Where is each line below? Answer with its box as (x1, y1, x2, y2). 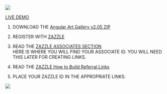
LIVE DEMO (5, 14, 29, 20)
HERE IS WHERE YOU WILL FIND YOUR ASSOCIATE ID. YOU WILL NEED (12, 49, 162, 55)
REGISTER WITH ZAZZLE (12, 34, 65, 40)
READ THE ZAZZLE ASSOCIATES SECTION (12, 43, 102, 49)
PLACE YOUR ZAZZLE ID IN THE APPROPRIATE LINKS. (12, 73, 126, 79)
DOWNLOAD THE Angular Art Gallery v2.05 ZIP (12, 24, 111, 30)
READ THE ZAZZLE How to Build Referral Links (12, 64, 110, 70)
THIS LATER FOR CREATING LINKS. (12, 54, 87, 60)
